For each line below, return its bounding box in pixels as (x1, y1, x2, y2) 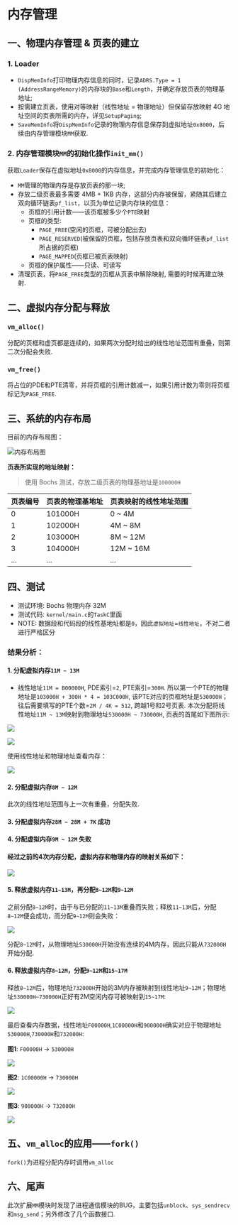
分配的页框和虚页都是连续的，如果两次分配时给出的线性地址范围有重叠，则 (7, 338, 225, 347)
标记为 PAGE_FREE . (7, 390, 57, 398)
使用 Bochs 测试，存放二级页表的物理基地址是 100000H (24, 477, 181, 486)
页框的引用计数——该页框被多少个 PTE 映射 (28, 207, 150, 217)
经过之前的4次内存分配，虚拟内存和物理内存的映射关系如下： (7, 852, 186, 861)
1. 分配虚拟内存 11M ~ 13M (7, 666, 80, 675)
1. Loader (7, 58, 40, 68)
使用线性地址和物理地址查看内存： (7, 751, 107, 760)
